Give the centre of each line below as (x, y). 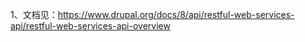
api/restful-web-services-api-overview (90, 26)
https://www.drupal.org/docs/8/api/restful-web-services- (176, 14)
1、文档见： (34, 14)
